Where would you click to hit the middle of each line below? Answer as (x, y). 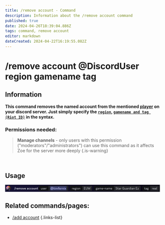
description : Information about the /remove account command (69, 15)
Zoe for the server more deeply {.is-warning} (63, 151)
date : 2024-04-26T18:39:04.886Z (38, 26)
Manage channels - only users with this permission (69, 140)
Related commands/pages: (47, 206)
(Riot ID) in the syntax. (30, 117)
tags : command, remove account (37, 31)
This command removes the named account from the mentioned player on (82, 106)
